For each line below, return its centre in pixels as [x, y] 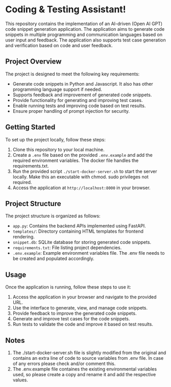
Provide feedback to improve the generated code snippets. [75, 313]
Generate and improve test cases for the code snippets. [71, 319]
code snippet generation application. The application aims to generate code [85, 29]
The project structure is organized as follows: [53, 216]
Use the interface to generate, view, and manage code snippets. [80, 308]
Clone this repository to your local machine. [58, 149]
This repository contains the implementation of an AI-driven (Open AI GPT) [84, 24]
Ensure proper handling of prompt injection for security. [71, 111]
